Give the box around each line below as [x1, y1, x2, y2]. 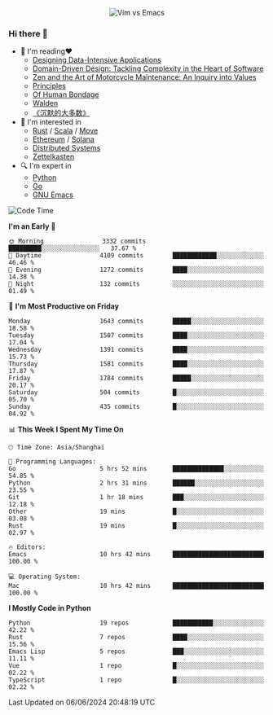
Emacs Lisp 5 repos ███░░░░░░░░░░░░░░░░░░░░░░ [8, 647, 265, 656]
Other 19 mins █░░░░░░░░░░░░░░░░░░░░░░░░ [8, 507, 265, 516]
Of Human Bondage [32, 90, 99, 99]
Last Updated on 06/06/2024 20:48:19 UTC [8, 697, 156, 708]
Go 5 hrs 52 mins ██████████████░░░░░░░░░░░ [8, 465, 265, 473]
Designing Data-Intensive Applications [32, 55, 161, 65]
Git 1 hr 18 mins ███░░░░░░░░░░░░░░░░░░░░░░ [8, 493, 265, 502]
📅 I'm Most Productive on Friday [8, 301, 120, 311]
